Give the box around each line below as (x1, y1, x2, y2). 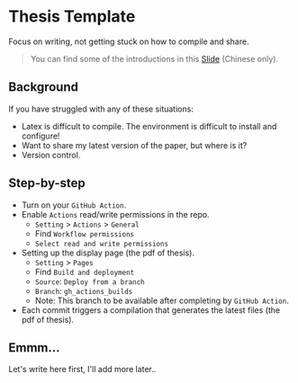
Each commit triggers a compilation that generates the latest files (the (21, 304, 281, 316)
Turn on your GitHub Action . (21, 200, 127, 210)
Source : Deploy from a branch (34, 276, 145, 287)
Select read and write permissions (34, 239, 168, 248)
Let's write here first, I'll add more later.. (8, 364, 157, 375)
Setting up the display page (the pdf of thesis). (21, 247, 195, 258)
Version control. (21, 149, 81, 160)
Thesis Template (8, 6, 136, 27)
